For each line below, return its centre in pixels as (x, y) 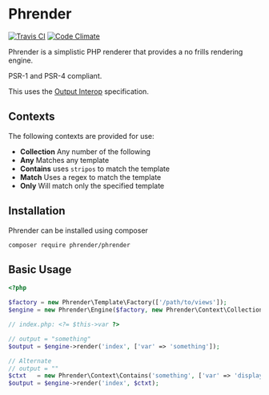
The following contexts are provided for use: (81, 136)
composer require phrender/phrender (69, 245)
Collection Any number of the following (85, 151)
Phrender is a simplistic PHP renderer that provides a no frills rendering (126, 51)
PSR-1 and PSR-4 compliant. (55, 75)
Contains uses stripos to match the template (95, 169)
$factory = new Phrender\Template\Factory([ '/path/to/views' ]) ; (118, 303)
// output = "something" (50, 339)
